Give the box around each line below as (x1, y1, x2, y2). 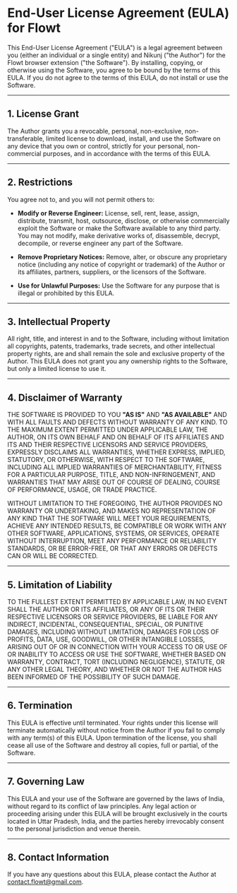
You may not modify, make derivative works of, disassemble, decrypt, (17, 231, 220, 239)
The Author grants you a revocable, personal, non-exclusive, (7, 126, 183, 135)
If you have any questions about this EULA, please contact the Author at (7, 870, 217, 879)
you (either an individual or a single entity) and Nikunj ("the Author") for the (7, 51, 226, 59)
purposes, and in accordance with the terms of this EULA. (42, 149, 212, 158)
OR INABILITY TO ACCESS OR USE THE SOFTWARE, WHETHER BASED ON (7, 650, 226, 658)
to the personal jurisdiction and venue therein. (7, 824, 141, 833)
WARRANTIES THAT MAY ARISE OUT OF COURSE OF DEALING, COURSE (7, 478, 221, 487)
